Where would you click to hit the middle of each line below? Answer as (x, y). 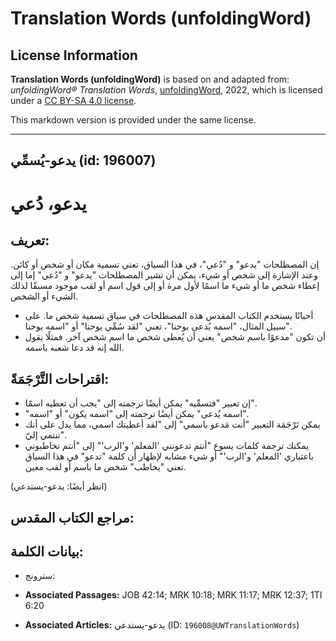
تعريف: (30, 240)
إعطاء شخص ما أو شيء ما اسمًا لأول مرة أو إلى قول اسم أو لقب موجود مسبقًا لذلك (165, 286)
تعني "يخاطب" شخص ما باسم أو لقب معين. (105, 467)
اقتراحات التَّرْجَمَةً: (60, 378)
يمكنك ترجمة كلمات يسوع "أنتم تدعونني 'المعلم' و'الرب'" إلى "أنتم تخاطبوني (167, 446)
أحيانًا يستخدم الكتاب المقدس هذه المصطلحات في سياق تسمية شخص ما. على (169, 316)
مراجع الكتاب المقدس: (72, 517)
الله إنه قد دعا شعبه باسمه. (74, 348)
